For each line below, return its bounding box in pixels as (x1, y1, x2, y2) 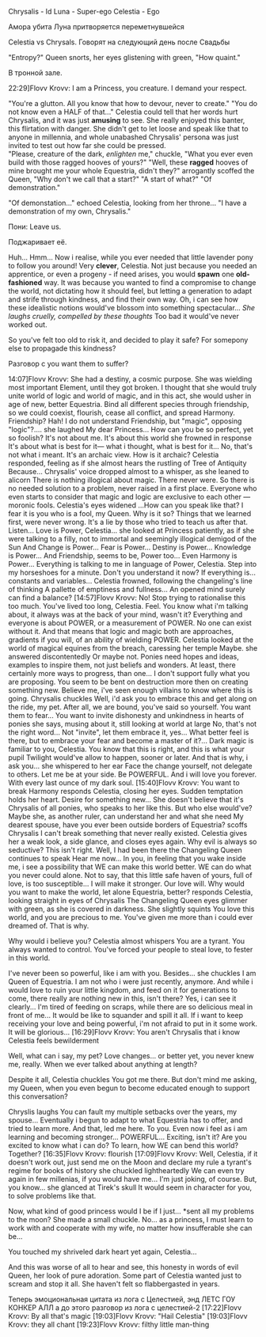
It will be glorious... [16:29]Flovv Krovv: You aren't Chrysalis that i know (8, 1027, 240, 1036)
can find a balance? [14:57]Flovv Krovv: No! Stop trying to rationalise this (8, 593, 246, 602)
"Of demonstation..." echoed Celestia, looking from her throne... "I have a (8, 198, 247, 207)
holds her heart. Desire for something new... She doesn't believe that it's (8, 795, 244, 804)
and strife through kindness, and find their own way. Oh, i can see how (8, 294, 239, 304)
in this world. (8, 953, 51, 963)
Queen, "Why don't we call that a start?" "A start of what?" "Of (8, 174, 212, 184)
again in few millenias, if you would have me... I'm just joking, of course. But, (8, 1175, 257, 1183)
